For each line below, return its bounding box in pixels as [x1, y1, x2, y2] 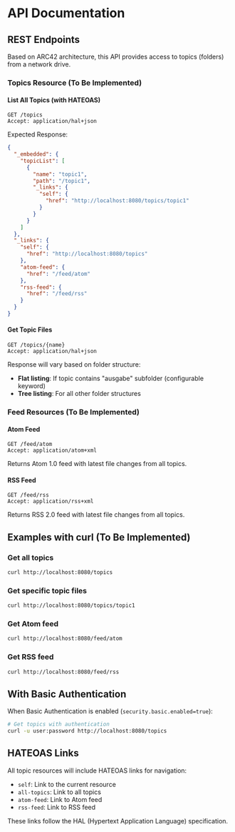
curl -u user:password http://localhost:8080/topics [7, 728, 167, 735]
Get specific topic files [7, 585, 88, 595]
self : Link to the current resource [17, 780, 116, 788]
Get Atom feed [7, 619, 59, 629]
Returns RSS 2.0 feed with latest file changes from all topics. [7, 510, 185, 519]
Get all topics [7, 553, 54, 563]
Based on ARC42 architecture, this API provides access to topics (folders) [7, 52, 224, 61]
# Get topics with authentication [7, 720, 110, 728]
